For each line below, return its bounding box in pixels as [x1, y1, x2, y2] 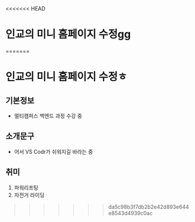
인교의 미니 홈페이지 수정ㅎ [5, 70, 128, 83]
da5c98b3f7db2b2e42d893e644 [108, 203, 190, 210]
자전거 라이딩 [14, 191, 45, 198]
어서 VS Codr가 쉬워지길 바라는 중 [14, 148, 93, 155]
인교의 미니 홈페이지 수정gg [5, 28, 131, 41]
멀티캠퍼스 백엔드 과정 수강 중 [14, 112, 82, 119]
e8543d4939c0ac [108, 210, 153, 217]
